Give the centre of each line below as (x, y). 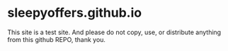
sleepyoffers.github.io (75, 13)
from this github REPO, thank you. (57, 39)
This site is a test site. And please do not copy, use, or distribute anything (114, 32)
